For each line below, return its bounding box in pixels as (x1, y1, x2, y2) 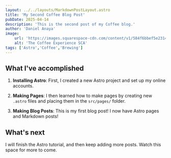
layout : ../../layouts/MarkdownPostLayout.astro (5, 7, 110, 13)
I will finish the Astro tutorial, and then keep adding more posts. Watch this (5, 142, 161, 148)
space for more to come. (5, 147, 57, 153)
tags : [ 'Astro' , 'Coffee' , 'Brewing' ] (5, 45, 83, 50)
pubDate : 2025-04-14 (5, 17, 49, 22)
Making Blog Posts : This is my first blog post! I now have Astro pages (12, 108, 159, 114)
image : (5, 31, 19, 36)
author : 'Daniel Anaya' (5, 26, 56, 31)
